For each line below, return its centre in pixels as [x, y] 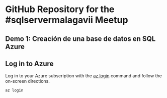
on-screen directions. [28, 81]
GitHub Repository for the [60, 9]
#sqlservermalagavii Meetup [67, 20]
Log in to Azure [29, 63]
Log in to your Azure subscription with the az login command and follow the [83, 76]
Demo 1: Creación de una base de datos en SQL [80, 39]
